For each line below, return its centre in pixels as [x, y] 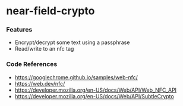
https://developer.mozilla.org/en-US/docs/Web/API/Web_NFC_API [96, 90]
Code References [32, 64]
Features [19, 30]
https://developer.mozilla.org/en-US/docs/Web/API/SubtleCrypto [94, 96]
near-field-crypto [51, 11]
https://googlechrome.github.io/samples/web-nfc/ [76, 77]
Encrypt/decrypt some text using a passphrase [72, 42]
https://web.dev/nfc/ [40, 83]
